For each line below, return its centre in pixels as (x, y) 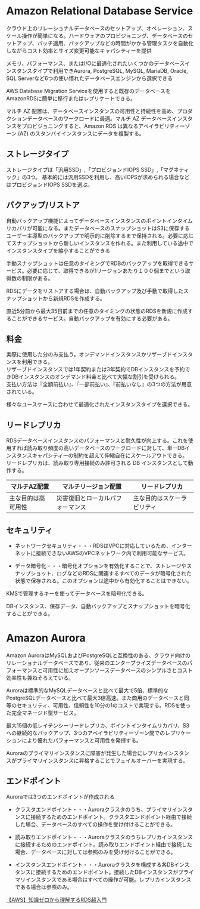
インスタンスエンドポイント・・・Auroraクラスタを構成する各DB (94, 864)
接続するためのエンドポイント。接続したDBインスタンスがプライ (115, 872)
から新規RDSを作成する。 (74, 298)
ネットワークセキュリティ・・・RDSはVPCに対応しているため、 (93, 546)
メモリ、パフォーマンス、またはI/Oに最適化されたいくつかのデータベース (96, 63)
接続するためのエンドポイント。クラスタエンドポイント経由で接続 (111, 816)
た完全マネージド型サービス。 (43, 713)
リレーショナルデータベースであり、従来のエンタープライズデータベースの (97, 663)
